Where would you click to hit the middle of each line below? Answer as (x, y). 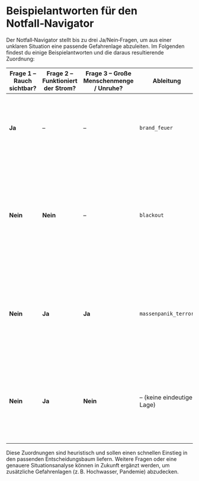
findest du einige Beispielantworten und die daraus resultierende (85, 52)
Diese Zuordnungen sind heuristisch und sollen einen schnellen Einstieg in (97, 453)
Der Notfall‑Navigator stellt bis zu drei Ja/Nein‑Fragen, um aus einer (89, 40)
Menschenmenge (109, 81)
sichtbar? (23, 88)
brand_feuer (156, 128)
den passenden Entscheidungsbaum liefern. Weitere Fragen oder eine (92, 459)
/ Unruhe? (108, 88)
